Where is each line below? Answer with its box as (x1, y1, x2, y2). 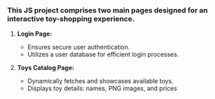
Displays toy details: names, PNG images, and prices (27, 85, 178, 93)
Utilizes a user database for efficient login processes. (27, 50, 179, 58)
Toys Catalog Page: (17, 64, 74, 72)
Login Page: (17, 30, 52, 38)
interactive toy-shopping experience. (7, 14, 135, 23)
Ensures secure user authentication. (27, 43, 130, 52)
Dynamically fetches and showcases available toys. (27, 77, 174, 85)
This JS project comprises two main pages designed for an (7, 5, 208, 15)
